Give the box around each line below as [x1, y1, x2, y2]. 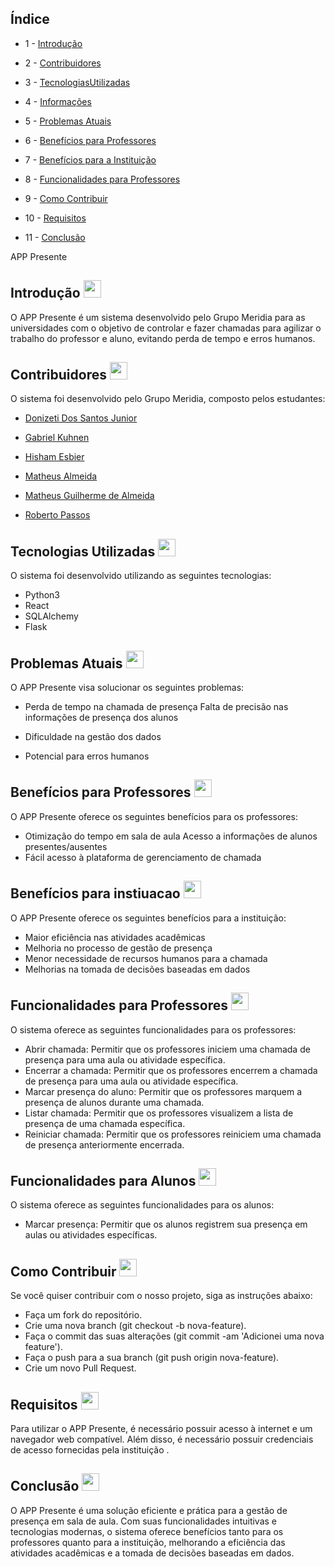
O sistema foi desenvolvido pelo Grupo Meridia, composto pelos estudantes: [10, 393, 326, 405]
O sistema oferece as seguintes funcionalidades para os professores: [10, 1023, 297, 1036]
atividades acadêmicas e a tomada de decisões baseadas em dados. [10, 1547, 295, 1559]
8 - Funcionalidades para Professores [24, 173, 181, 185]
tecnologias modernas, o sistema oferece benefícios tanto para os [10, 1525, 284, 1537]
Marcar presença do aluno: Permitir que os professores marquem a [24, 1085, 303, 1097]
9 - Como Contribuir [24, 192, 108, 204]
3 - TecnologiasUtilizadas [24, 76, 131, 88]
